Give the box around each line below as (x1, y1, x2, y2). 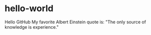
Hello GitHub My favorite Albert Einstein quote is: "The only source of (4, 19, 147, 25)
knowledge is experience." (4, 24, 59, 30)
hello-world (4, 3, 54, 14)
